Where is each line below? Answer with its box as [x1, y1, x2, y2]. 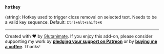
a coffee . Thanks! [5, 44, 41, 50]
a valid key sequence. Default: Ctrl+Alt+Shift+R [5, 19, 102, 25]
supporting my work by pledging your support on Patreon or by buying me [5, 38, 158, 44]
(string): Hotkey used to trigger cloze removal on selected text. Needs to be [5, 14, 157, 20]
